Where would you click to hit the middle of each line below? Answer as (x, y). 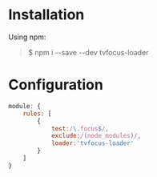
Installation (46, 15)
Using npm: (27, 37)
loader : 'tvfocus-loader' (93, 143)
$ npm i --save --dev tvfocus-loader (88, 52)
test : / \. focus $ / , (80, 129)
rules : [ (37, 114)
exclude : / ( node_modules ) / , (96, 136)
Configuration (56, 85)
